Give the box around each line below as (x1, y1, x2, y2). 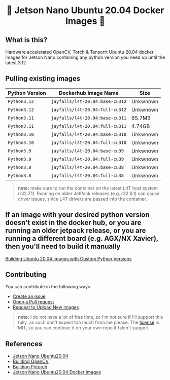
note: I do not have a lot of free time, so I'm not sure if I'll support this (17, 314, 163, 320)
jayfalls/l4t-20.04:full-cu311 (51, 123, 127, 129)
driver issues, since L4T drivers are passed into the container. (17, 196, 147, 202)
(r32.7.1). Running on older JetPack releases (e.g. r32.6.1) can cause (17, 190, 160, 197)
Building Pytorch (12, 364, 47, 370)
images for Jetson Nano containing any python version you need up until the (5, 54, 165, 60)
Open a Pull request (12, 299, 54, 305)
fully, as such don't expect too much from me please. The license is (17, 319, 159, 326)
